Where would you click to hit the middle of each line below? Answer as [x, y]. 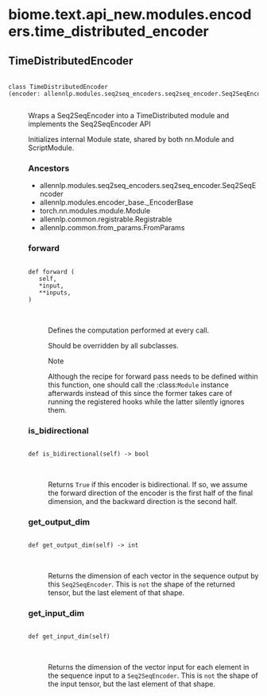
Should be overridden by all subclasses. [113, 345]
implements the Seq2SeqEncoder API [89, 124]
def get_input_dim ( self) [69, 636]
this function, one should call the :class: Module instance [138, 385]
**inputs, [55, 292]
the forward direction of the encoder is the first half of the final [150, 493]
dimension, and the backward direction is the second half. [143, 501]
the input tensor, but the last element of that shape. [132, 684]
